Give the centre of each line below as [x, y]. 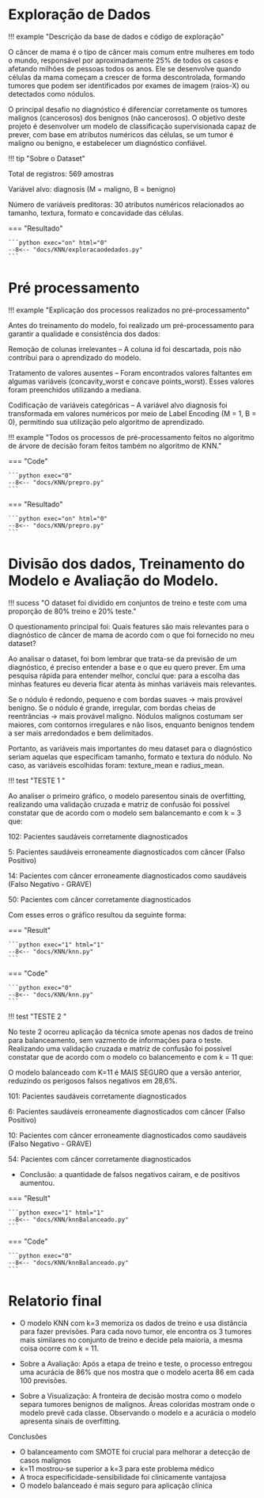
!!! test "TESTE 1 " [37, 780]
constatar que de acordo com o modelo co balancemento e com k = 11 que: [131, 1057]
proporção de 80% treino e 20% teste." [72, 611]
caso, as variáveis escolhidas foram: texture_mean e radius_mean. [117, 765]
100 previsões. [43, 1380]
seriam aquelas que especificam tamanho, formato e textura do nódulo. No [130, 757]
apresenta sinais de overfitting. [70, 1421]
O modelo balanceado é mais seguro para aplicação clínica [116, 1485]
